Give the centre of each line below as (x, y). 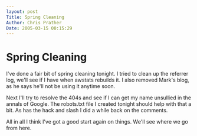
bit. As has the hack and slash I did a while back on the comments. (87, 111)
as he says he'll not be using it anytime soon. (61, 86)
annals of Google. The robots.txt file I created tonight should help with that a (99, 104)
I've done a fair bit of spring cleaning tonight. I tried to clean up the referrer (97, 74)
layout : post (22, 12)
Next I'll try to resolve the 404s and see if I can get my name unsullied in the (99, 98)
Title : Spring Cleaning (35, 17)
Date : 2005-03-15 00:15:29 (39, 28)
